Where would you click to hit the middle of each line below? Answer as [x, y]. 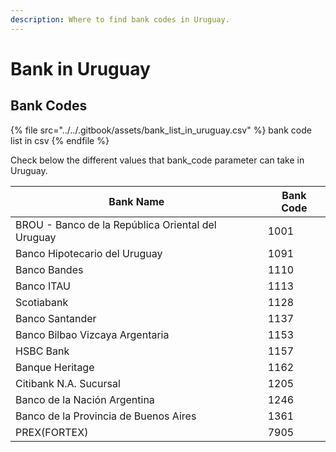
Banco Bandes [49, 269]
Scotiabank [42, 302]
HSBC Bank [42, 351]
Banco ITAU [43, 286]
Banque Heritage [55, 367]
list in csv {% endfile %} [60, 140]
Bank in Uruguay [80, 68]
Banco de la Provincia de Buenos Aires [106, 416]
